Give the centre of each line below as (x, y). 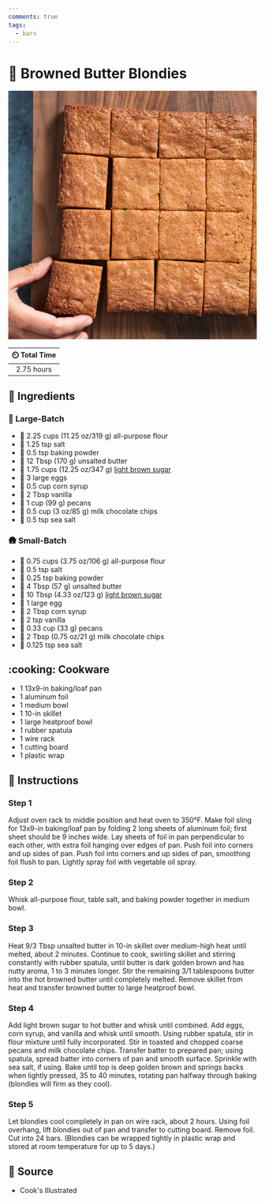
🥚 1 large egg (41, 603)
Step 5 (21, 1104)
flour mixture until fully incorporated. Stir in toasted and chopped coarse (126, 1042)
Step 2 (21, 882)
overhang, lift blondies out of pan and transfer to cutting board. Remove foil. (132, 1130)
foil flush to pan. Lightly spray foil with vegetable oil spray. (103, 862)
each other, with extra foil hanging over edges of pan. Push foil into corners (131, 845)
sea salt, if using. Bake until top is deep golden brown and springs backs (126, 1067)
